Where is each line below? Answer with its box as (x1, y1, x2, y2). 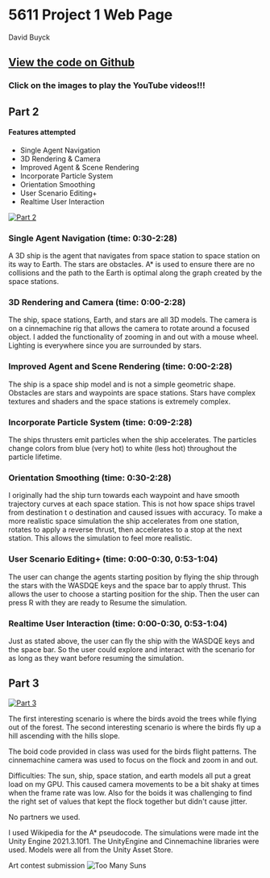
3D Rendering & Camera (19, 153, 101, 163)
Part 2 (8, 105, 39, 119)
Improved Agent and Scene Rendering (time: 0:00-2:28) (8, 361, 233, 372)
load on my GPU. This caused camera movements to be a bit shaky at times (8, 779, 260, 788)
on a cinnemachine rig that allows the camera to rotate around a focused (8, 324, 250, 333)
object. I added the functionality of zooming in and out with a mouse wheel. (8, 332, 260, 342)
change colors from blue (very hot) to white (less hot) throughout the (8, 444, 238, 454)
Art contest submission (8, 860, 85, 870)
